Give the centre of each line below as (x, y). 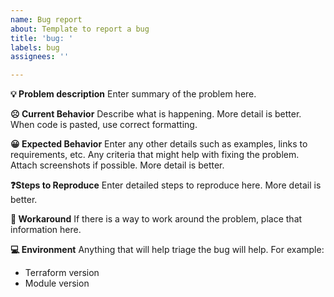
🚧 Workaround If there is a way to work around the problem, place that (156, 219)
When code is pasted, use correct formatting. (104, 125)
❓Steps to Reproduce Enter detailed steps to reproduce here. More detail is (166, 185)
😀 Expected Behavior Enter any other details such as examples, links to (159, 144)
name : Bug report (46, 19)
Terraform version (62, 273)
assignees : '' (40, 57)
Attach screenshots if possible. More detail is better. (117, 165)
